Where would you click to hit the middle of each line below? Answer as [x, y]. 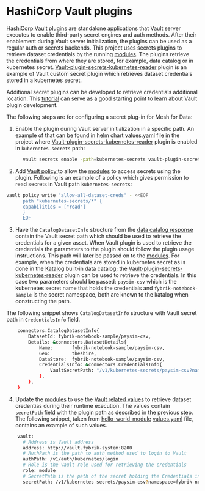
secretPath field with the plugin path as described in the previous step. [104, 412]
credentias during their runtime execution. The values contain [92, 405]
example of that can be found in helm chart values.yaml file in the [97, 135]
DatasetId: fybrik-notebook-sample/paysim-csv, [90, 337]
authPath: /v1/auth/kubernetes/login [70, 459]
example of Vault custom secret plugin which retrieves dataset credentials [99, 73]
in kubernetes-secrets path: [50, 148]
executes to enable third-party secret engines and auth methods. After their [102, 34]
